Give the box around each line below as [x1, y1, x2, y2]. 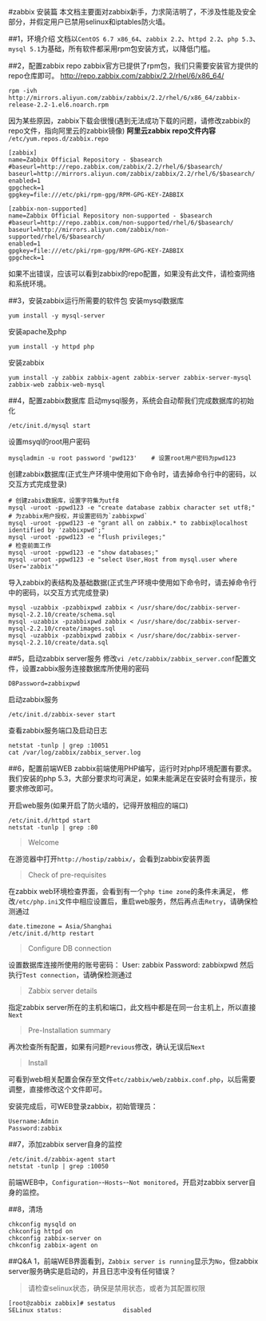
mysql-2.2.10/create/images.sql [8, 625, 116, 633]
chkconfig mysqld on [8, 1220, 77, 1228]
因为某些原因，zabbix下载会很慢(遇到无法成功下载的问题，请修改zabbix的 [8, 116, 251, 126]
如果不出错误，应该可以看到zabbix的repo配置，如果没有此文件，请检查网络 [8, 269, 256, 278]
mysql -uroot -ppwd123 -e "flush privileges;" [8, 533, 166, 541]
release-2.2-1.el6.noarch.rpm [8, 101, 109, 109]
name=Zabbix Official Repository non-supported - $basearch [8, 212, 213, 220]
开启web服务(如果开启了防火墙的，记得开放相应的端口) [8, 800, 189, 810]
